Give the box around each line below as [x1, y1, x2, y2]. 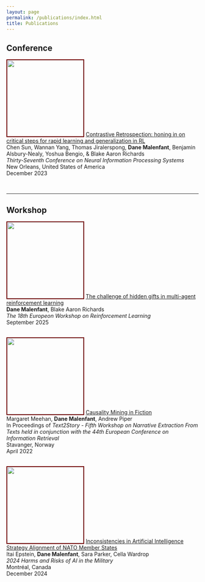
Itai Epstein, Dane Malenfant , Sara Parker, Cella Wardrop [6, 550, 149, 558]
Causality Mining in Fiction [85, 409, 153, 415]
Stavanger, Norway [6, 441, 55, 448]
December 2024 [6, 570, 48, 577]
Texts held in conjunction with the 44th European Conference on [6, 428, 169, 435]
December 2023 [6, 170, 48, 177]
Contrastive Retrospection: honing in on [85, 131, 185, 138]
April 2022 [6, 448, 33, 454]
